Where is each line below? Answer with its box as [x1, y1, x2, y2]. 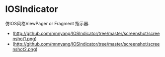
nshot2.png [12, 46, 36, 52]
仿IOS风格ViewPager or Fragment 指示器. [5, 20, 90, 26]
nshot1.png [12, 36, 35, 42]
